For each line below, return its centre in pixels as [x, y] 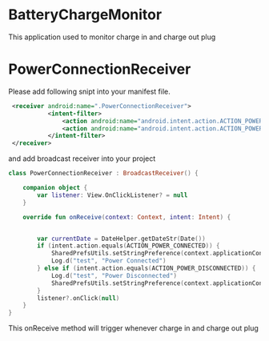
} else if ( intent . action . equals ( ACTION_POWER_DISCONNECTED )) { [147, 268]
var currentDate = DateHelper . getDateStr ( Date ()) [121, 239]
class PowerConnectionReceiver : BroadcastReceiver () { [103, 174]
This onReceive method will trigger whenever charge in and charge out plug [133, 328]
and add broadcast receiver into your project [82, 158]
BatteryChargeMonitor [85, 15]
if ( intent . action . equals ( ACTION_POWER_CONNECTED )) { [128, 246]
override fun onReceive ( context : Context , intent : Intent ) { [127, 217]
